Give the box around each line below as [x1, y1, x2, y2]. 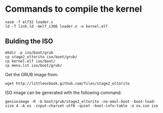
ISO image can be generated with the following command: [5, 90, 122, 95]
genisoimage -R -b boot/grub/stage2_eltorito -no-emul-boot [5, 99, 130, 104]
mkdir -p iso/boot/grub [5, 50, 54, 55]
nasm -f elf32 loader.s [5, 20, 54, 24]
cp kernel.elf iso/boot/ [5, 59, 56, 64]
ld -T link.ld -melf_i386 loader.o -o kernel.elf [5, 23, 108, 29]
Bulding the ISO [5, 37, 54, 45]
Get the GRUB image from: [5, 71, 59, 77]
